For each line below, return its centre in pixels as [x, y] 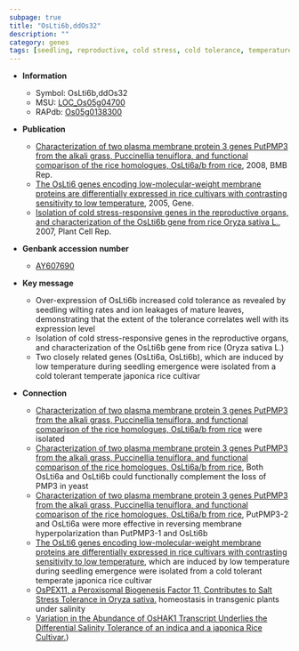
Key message [48, 283]
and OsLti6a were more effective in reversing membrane [139, 524]
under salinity [61, 609]
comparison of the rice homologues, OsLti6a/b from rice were [149, 430]
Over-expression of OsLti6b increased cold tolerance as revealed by [161, 301]
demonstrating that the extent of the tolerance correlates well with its [162, 319]
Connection [44, 393]
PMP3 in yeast [62, 486]
